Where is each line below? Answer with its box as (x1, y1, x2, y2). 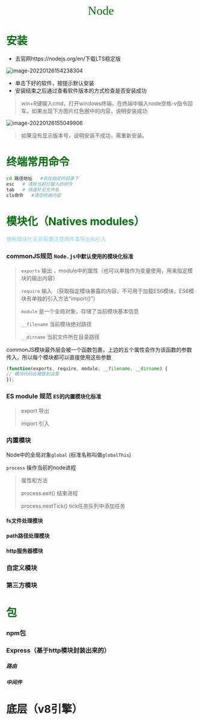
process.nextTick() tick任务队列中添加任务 (20, 502, 126, 509)
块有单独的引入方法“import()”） (20, 295, 99, 302)
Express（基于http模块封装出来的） (6, 646, 111, 655)
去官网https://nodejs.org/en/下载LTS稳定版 (14, 55, 121, 62)
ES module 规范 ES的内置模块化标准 (6, 392, 102, 401)
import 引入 (20, 419, 50, 427)
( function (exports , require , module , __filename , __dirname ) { (6, 365, 168, 372)
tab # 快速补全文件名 (6, 187, 59, 193)
